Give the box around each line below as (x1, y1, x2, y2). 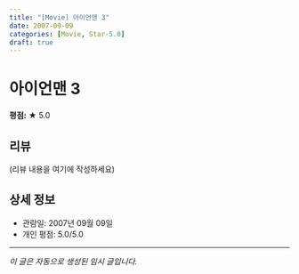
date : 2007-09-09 (9, 21, 74, 30)
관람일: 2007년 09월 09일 (21, 217, 113, 228)
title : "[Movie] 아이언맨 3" (9, 12, 109, 22)
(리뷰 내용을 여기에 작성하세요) (9, 164, 116, 174)
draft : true (9, 37, 53, 47)
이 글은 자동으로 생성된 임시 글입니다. (9, 255, 138, 267)
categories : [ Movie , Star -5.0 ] (9, 29, 125, 38)
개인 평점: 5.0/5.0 (21, 229, 85, 239)
